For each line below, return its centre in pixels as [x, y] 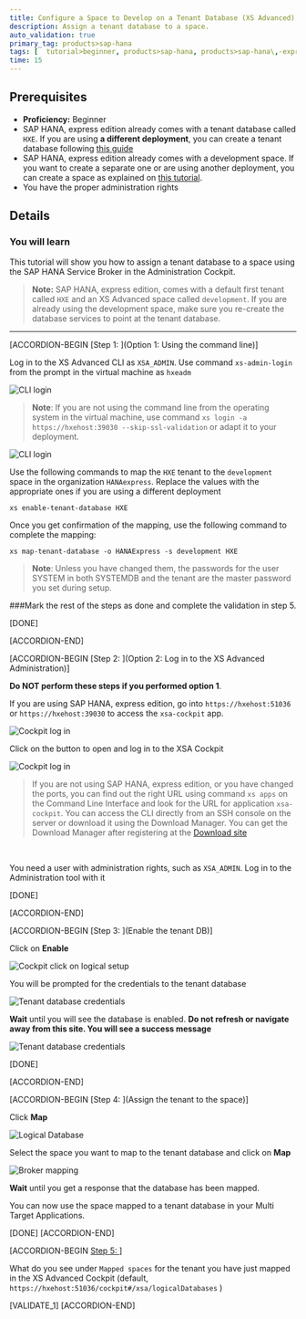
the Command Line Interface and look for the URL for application [153, 803]
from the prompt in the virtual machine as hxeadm [100, 372]
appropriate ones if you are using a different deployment [115, 491]
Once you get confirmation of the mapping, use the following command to [148, 525]
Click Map [29, 1117]
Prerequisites [48, 97]
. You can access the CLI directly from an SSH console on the [176, 812]
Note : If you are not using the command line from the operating [151, 407]
